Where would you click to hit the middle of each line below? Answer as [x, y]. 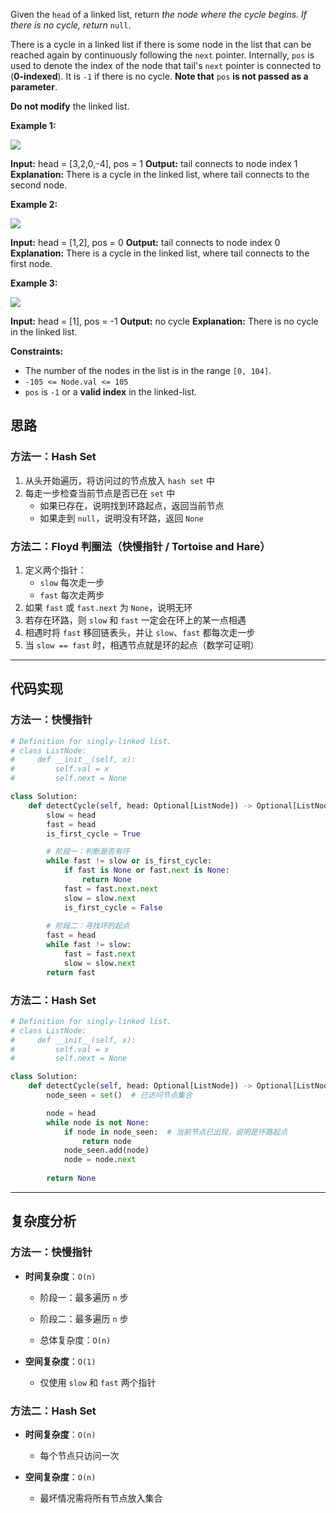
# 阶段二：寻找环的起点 [88, 926]
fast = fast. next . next [111, 889]
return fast [71, 972]
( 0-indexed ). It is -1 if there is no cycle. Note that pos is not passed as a [159, 76]
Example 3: [34, 283]
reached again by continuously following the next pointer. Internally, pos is [162, 55]
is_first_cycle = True [93, 834]
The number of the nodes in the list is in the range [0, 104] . [148, 370]
